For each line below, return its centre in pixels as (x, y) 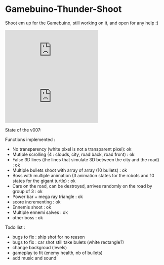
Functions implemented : (30, 139)
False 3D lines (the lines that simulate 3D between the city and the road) (86, 159)
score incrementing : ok (36, 201)
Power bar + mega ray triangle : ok (47, 197)
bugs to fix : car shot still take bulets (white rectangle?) (68, 242)
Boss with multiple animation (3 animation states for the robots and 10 (83, 175)
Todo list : (15, 227)
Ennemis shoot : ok (32, 207)
